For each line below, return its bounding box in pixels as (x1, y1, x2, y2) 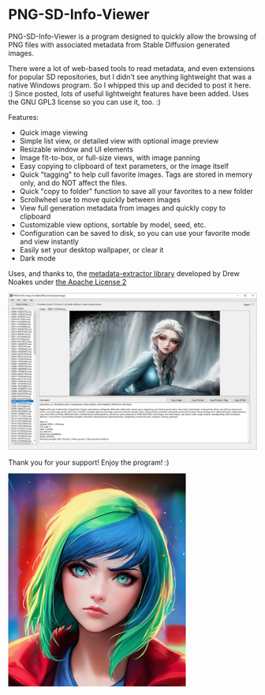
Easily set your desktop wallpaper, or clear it (19, 245, 164, 254)
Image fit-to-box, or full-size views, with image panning (19, 152, 201, 163)
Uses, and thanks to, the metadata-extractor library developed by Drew (8, 268, 241, 278)
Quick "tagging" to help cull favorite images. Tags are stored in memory (19, 170, 253, 179)
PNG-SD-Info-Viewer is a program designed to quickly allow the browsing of (8, 32, 257, 41)
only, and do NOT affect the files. (19, 177, 128, 187)
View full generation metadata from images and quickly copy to (19, 203, 226, 212)
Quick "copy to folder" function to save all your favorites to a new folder (19, 186, 254, 196)
